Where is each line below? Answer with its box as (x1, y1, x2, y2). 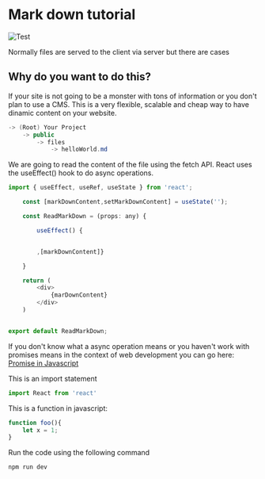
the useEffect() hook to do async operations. (8, 168, 154, 178)
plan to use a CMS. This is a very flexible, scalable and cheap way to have (8, 99, 250, 109)
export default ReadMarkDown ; (8, 327, 108, 335)
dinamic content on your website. (8, 108, 117, 117)
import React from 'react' (8, 389, 97, 397)
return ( (22, 276, 51, 285)
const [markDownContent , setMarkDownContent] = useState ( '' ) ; (22, 198, 228, 206)
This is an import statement (8, 374, 97, 383)
